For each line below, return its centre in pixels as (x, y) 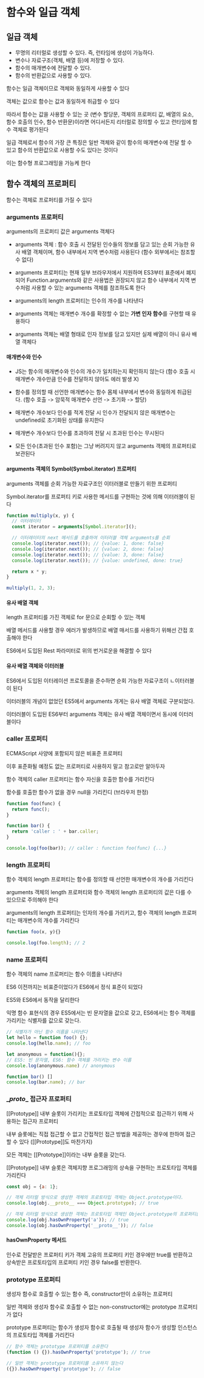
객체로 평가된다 (30, 129)
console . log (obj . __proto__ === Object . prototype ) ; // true (83, 1203)
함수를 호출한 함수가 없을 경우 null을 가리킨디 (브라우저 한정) (77, 792)
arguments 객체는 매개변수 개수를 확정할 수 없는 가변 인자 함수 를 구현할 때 (102, 313)
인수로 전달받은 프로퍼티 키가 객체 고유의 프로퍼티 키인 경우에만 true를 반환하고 (100, 1255)
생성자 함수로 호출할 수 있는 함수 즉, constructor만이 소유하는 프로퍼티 (90, 1294)
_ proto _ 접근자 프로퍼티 (39, 1099)
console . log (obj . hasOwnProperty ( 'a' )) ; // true (68, 1220)
